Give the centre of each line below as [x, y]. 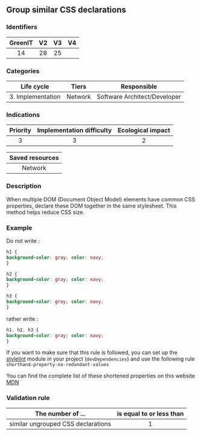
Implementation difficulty [75, 130]
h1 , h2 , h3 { [23, 330]
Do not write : [23, 241]
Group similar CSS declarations [66, 10]
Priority [20, 130]
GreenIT [21, 43]
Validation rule [28, 398]
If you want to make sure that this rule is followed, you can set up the [92, 353]
